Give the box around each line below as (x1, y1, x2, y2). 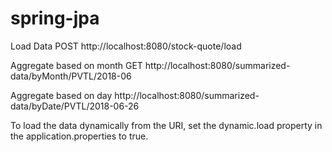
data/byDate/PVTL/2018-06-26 (10, 100, 140, 112)
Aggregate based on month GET (10, 59, 143, 71)
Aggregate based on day (10, 89, 113, 101)
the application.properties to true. (10, 130, 149, 142)
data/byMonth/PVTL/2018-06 (10, 70, 132, 82)
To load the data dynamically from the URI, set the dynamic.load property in (10, 119, 323, 131)
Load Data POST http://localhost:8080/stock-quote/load (10, 40, 242, 52)
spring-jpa (10, 7, 100, 30)
